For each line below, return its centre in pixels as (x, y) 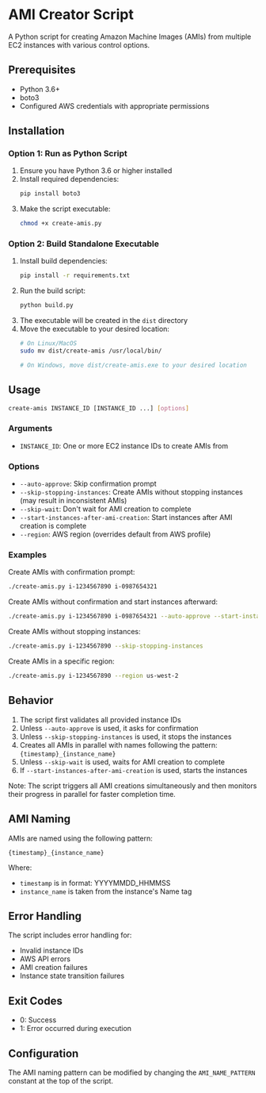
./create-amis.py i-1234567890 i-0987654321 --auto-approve (110, 617)
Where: (20, 868)
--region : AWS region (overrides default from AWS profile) (115, 534)
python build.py (46, 306)
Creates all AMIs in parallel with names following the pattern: (118, 745)
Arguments (30, 429)
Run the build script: (52, 291)
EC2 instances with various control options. (79, 44)
